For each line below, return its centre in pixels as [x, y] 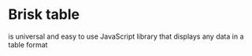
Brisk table [44, 15]
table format [28, 44]
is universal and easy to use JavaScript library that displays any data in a [126, 36]
